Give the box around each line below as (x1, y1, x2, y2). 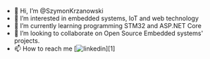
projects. (13, 37, 40, 45)
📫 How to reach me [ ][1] (13, 44, 116, 53)
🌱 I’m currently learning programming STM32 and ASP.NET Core (13, 22, 202, 29)
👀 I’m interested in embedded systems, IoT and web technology (13, 14, 199, 22)
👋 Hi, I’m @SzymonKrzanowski (13, 7, 104, 15)
